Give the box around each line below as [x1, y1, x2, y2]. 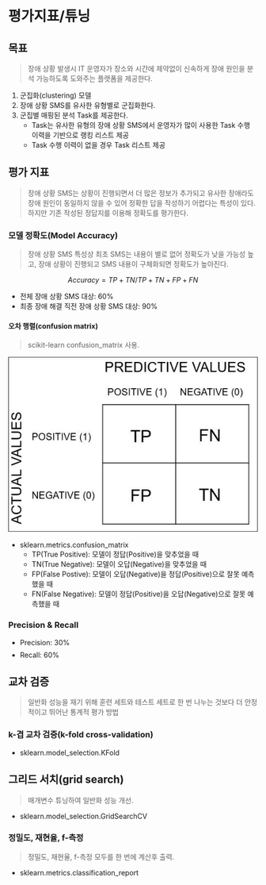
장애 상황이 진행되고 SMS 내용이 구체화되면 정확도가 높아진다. [38, 260, 229, 269]
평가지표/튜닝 [8, 7, 91, 25]
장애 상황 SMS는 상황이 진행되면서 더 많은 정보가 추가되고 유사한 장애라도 [27, 188, 255, 198]
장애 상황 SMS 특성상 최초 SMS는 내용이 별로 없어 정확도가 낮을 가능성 [27, 249, 246, 259]
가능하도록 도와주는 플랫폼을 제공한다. [36, 74, 153, 83]
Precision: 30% [19, 637, 70, 647]
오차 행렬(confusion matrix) [8, 321, 99, 330]
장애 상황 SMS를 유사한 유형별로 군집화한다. [19, 101, 156, 110]
